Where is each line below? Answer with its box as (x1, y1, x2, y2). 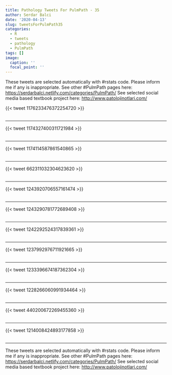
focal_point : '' (10, 65, 45, 70)
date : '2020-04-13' (5, 17, 47, 22)
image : (5, 55, 19, 61)
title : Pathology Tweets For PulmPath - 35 (5, 7, 100, 13)
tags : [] (5, 50, 24, 55)
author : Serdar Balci (5, 12, 52, 17)
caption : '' (10, 60, 36, 65)
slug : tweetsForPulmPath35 (5, 22, 63, 27)
